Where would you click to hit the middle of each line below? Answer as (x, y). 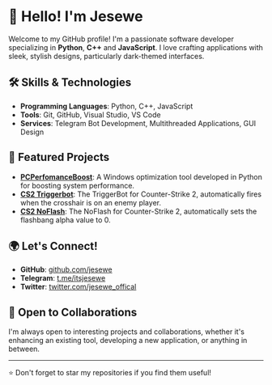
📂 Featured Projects (59, 157)
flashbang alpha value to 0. (65, 220)
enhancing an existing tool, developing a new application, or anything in (128, 341)
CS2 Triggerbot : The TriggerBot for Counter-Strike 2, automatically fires (140, 194)
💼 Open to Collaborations (73, 312)
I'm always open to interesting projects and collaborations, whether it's (127, 332)
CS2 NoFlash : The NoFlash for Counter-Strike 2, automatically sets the (138, 211)
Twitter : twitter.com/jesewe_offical (78, 287)
